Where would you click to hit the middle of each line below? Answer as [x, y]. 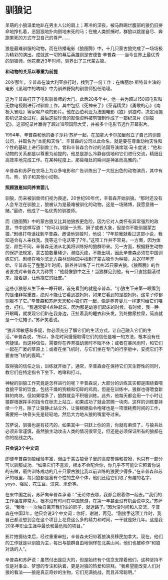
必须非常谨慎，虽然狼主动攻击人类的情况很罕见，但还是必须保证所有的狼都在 [84, 431]
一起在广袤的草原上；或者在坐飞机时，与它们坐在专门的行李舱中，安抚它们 [82, 349]
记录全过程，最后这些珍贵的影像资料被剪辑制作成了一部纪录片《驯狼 [84, 118]
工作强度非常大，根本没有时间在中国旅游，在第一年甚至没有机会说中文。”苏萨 [84, 501]
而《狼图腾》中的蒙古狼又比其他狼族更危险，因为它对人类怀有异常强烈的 [79, 221]
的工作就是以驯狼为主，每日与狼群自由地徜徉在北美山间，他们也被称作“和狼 [83, 542]
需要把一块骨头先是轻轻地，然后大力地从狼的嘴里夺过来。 [64, 414]
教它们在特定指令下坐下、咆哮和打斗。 [44, 372]
